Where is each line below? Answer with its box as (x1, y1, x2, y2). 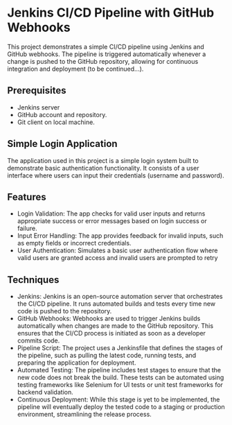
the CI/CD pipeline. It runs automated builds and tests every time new (17, 300, 216, 308)
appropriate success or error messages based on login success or (17, 217, 208, 225)
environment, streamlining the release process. (17, 410, 152, 419)
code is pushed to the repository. (17, 307, 112, 315)
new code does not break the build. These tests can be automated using (17, 373, 224, 382)
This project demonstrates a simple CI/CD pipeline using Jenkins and (7, 42, 204, 51)
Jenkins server (17, 103, 60, 112)
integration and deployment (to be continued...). (7, 64, 144, 73)
